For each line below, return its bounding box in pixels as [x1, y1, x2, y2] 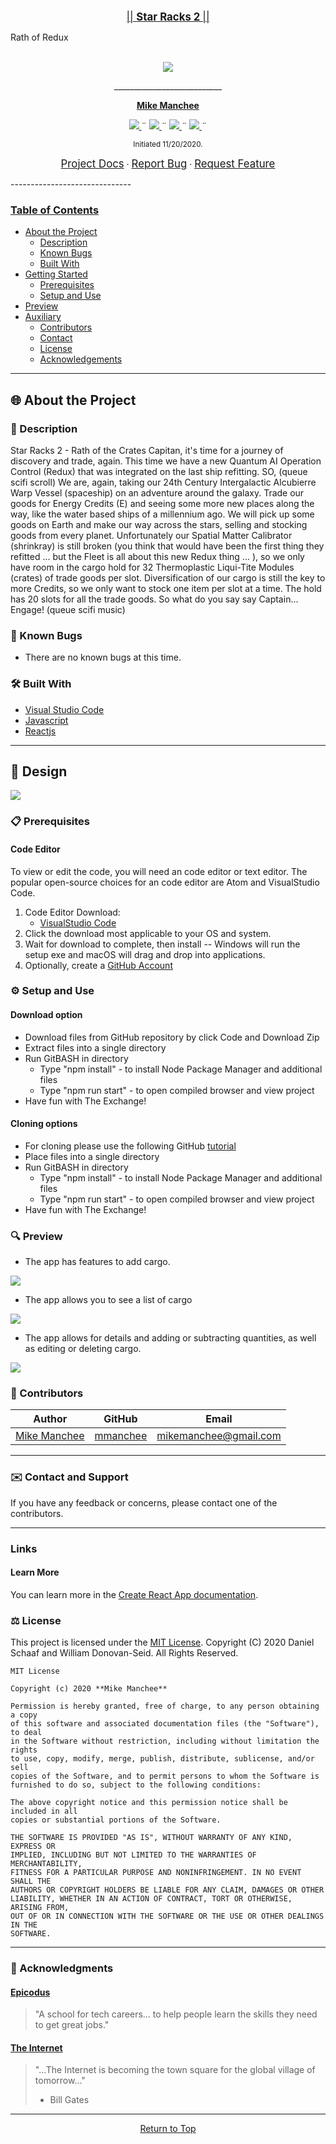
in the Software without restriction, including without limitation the [10, 1736, 320, 1747]
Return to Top [139, 2123, 197, 2135]
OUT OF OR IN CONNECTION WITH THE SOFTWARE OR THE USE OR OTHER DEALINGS [10, 1911, 325, 1922]
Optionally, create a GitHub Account [24, 959, 173, 971]
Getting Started [24, 268, 88, 280]
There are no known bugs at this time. [24, 651, 182, 664]
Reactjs [24, 725, 57, 737]
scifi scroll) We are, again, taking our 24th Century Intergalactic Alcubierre [10, 476, 317, 488]
